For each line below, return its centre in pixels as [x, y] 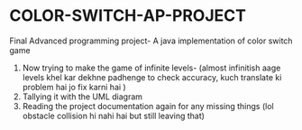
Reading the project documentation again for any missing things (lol [148, 106]
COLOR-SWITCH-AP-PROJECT [128, 16]
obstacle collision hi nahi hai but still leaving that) [114, 116]
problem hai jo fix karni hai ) [74, 87]
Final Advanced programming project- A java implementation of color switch [151, 41]
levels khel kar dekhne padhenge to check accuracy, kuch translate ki [152, 77]
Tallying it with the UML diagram [82, 97]
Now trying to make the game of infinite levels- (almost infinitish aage [151, 68]
